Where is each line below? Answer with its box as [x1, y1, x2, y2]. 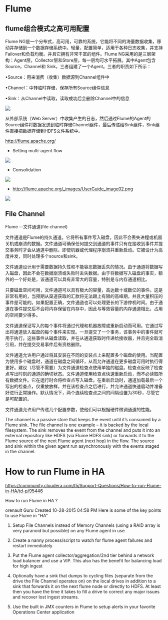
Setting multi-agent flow [12, 148, 62, 153]
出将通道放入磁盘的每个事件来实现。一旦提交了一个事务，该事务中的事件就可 [5, 329, 163, 335]
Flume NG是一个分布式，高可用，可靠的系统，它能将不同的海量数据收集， [5, 39, 157, 44]
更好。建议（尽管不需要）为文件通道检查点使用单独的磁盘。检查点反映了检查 [5, 364, 163, 371]
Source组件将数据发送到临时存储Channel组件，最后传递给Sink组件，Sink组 [5, 122, 160, 128]
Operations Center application [12, 609, 75, 615]
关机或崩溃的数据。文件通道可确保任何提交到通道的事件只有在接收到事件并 [5, 240, 158, 246]
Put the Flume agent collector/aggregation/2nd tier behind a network [12, 552, 154, 558]
